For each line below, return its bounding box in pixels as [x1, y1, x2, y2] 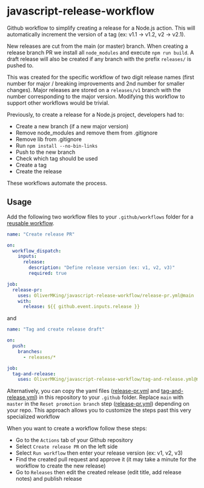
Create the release [15, 168, 62, 175]
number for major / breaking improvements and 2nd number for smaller [7, 80, 185, 87]
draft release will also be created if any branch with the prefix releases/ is [7, 55, 191, 62]
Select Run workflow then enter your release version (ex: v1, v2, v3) [15, 449, 183, 457]
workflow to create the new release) [15, 462, 106, 470]
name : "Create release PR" [7, 231, 75, 237]
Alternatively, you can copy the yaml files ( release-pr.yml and [7, 387, 160, 395]
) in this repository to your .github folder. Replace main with [35, 394, 184, 401]
